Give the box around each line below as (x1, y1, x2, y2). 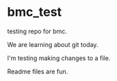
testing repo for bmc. (7, 27, 68, 35)
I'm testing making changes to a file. (7, 53, 111, 62)
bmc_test (7, 4, 62, 20)
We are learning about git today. (7, 40, 99, 48)
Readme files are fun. (7, 67, 69, 75)
